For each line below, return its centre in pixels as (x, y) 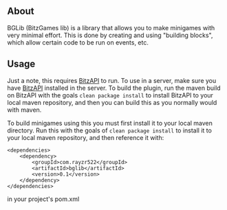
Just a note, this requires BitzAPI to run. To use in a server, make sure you (112, 80)
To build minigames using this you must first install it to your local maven (110, 123)
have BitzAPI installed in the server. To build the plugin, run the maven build (114, 88)
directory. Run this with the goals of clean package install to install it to (109, 130)
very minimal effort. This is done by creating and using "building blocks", (110, 35)
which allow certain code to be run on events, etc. (78, 42)
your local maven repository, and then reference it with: (86, 137)
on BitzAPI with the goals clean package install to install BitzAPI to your (110, 95)
